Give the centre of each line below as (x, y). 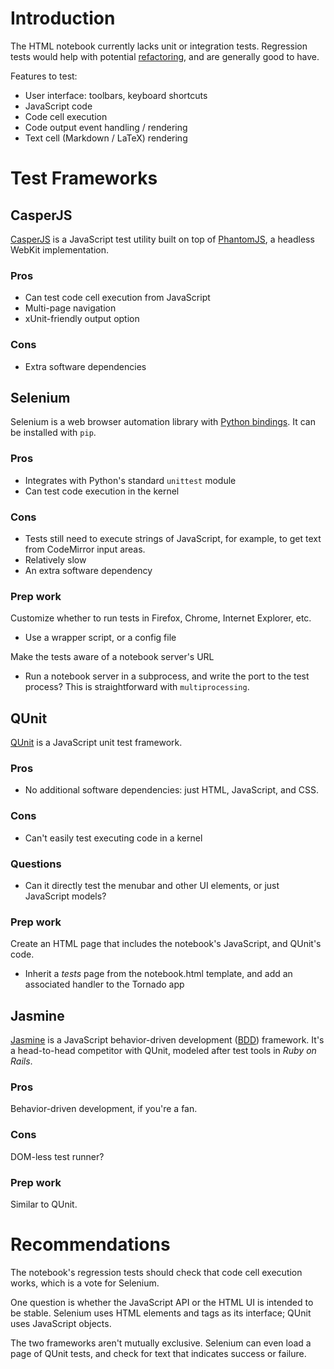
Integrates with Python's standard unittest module (130, 480)
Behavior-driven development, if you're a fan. (104, 1109)
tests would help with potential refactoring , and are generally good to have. (165, 56)
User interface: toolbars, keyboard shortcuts (116, 95)
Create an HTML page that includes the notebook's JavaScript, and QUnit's (166, 944)
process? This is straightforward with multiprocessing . (137, 687)
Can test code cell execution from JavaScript (117, 298)
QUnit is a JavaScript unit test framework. (96, 743)
